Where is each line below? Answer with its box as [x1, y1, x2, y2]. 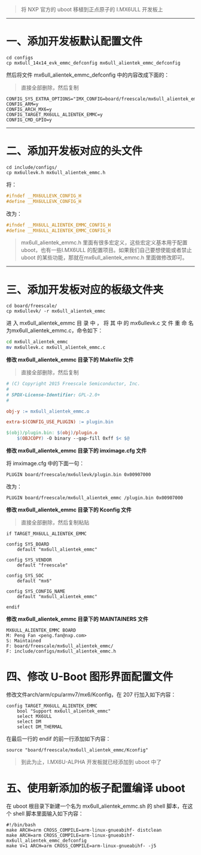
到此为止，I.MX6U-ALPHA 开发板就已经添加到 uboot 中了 [20, 759, 162, 765]
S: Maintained [6, 638, 42, 644]
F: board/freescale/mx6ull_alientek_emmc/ [6, 643, 114, 649]
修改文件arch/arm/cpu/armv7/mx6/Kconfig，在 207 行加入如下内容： [6, 691, 176, 698]
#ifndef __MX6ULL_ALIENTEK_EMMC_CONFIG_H [6, 222, 111, 228]
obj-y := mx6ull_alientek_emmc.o [6, 408, 90, 414]
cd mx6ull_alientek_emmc [6, 339, 68, 345]
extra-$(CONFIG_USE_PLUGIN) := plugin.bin [6, 419, 114, 425]
